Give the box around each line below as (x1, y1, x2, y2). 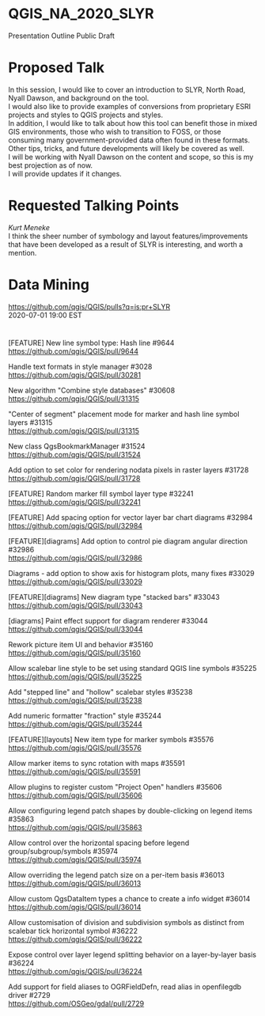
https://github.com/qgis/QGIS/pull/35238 (8, 696, 142, 705)
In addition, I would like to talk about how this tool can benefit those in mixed (8, 118, 258, 127)
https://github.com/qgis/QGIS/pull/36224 (8, 966, 142, 976)
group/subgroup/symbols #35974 (8, 846, 119, 855)
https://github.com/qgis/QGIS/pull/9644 (8, 346, 138, 356)
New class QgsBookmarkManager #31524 (8, 441, 146, 451)
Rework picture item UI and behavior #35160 (8, 639, 153, 649)
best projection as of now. (8, 160, 93, 170)
